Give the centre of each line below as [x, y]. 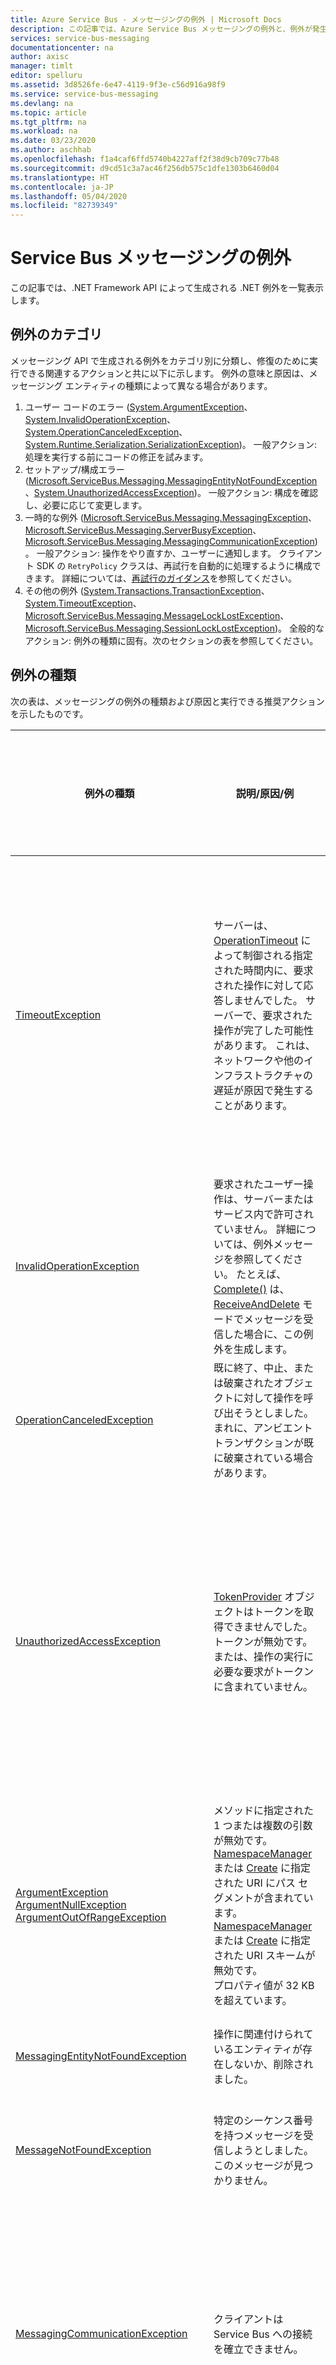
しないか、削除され [268, 2064]
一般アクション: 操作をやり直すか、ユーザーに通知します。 [156, 553]
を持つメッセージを [258, 2135]
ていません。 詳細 [255, 1229]
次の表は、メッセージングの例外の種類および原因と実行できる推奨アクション [167, 701]
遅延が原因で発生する [263, 1090]
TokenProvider [248, 1596]
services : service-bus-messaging [80, 38]
